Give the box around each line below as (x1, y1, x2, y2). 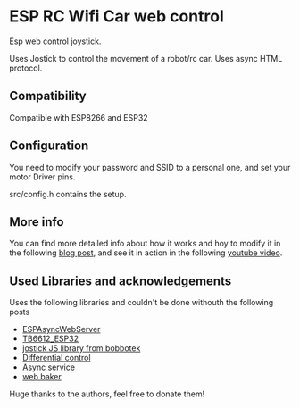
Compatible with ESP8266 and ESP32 (9, 112, 149, 122)
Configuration (9, 138, 89, 154)
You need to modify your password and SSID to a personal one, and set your (9, 162, 291, 172)
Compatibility (9, 88, 87, 104)
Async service (21, 362, 76, 372)
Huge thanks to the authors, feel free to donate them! (9, 388, 205, 399)
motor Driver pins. (9, 171, 76, 182)
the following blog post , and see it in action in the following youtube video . (9, 247, 283, 258)
